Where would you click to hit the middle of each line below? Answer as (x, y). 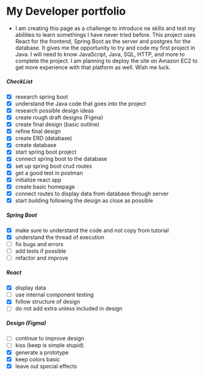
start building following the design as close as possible (84, 200)
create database (36, 145)
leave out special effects (46, 366)
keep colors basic (38, 359)
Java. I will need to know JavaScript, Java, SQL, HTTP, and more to (100, 54)
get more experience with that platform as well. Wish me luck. (93, 67)
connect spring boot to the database (61, 159)
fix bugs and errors (39, 244)
